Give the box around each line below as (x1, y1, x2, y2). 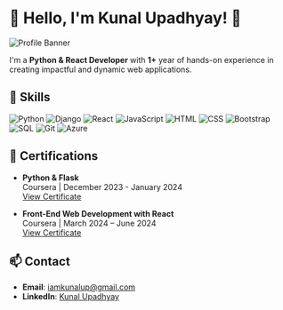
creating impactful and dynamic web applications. (9, 64, 192, 75)
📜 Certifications (9, 148, 99, 163)
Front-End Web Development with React (21, 208, 174, 219)
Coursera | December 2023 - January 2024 (21, 181, 182, 192)
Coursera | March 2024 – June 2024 (21, 218, 157, 228)
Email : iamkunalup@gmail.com (21, 282, 136, 292)
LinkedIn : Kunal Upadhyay (21, 291, 120, 302)
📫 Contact (9, 253, 71, 269)
